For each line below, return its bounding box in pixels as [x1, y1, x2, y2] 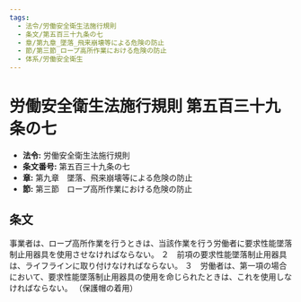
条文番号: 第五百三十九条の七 [22, 160, 130, 171]
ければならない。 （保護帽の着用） [9, 282, 137, 293]
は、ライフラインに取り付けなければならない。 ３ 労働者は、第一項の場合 [9, 260, 288, 271]
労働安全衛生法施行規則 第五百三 [9, 96, 250, 116]
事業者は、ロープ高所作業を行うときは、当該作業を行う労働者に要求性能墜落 [9, 237, 293, 248]
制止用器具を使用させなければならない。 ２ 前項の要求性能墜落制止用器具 [9, 248, 288, 260]
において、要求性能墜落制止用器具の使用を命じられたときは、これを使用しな [9, 271, 292, 282]
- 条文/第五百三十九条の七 [17, 30, 103, 39]
